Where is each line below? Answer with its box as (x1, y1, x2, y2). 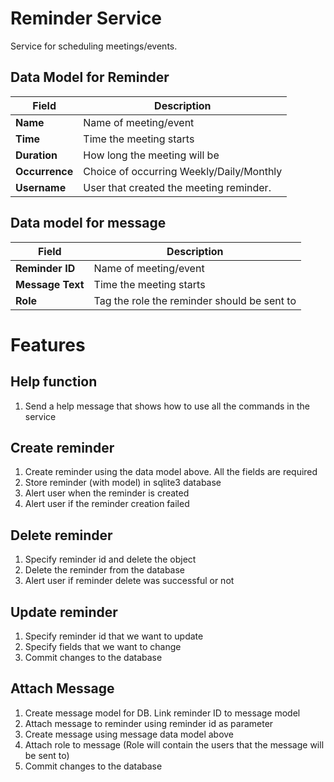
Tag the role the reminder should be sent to (93, 293, 297, 307)
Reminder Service (10, 7, 163, 30)
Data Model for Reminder (10, 69, 170, 86)
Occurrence (15, 164, 74, 178)
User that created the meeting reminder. (83, 180, 272, 194)
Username (15, 180, 67, 194)
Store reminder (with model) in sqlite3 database (24, 477, 222, 489)
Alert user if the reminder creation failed (24, 498, 190, 510)
